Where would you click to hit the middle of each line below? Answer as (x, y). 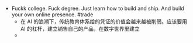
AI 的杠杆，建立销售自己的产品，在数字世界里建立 (80, 29)
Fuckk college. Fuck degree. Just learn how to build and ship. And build (98, 8)
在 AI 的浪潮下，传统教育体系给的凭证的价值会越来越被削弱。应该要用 (104, 21)
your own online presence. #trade (52, 15)
